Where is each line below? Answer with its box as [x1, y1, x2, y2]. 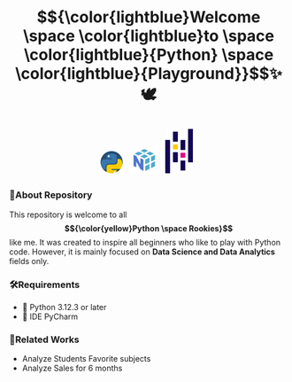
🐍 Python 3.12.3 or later [21, 302, 107, 313]
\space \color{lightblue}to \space [23, 26, 274, 46]
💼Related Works [9, 333, 80, 346]
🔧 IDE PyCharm [21, 311, 79, 322]
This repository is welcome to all [9, 209, 127, 220]
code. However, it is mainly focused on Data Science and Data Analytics [9, 246, 276, 257]
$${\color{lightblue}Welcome [36, 7, 261, 27]
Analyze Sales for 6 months [21, 363, 123, 374]
